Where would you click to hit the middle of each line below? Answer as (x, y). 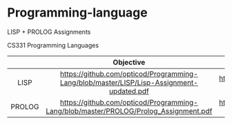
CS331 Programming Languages (53, 45)
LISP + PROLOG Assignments (49, 32)
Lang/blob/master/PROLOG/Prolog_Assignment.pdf (129, 110)
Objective (129, 62)
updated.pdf (129, 91)
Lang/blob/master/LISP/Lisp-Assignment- (129, 82)
